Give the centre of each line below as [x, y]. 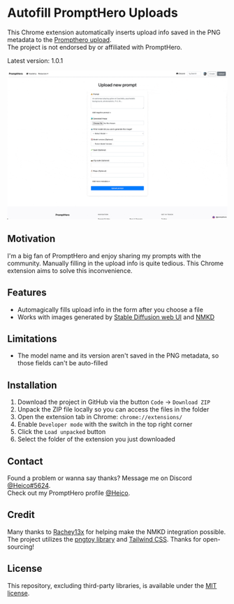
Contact [25, 461]
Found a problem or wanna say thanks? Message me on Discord [100, 478]
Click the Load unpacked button [61, 432]
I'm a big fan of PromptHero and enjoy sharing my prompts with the [104, 255]
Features [27, 293]
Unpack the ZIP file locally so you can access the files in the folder [113, 409]
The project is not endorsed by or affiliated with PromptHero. [95, 47]
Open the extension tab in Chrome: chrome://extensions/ [100, 417]
